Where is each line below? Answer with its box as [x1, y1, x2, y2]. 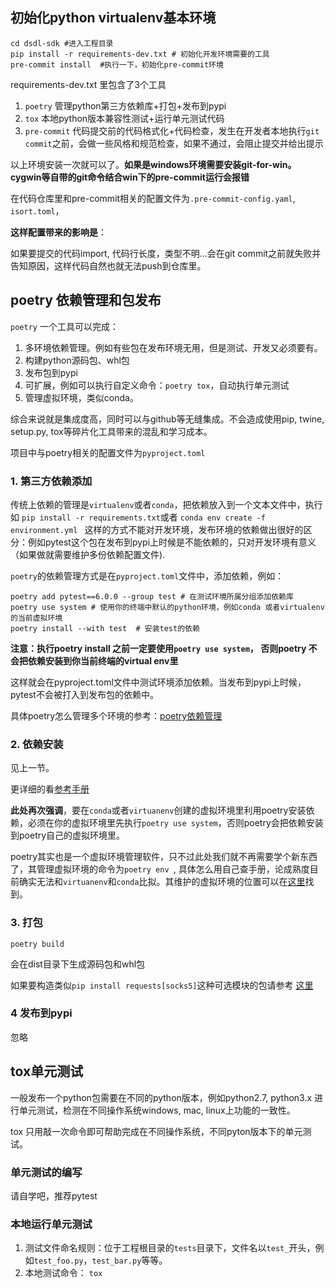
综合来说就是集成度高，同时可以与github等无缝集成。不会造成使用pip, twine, [10, 413, 325, 425]
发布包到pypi [24, 366, 78, 378]
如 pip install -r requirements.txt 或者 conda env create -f [10, 511, 266, 523]
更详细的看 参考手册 [10, 783, 90, 795]
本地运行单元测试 [10, 1217, 93, 1231]
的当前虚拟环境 [10, 613, 63, 623]
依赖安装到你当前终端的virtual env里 [27, 654, 179, 667]
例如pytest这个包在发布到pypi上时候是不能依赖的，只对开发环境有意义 [27, 536, 317, 548]
